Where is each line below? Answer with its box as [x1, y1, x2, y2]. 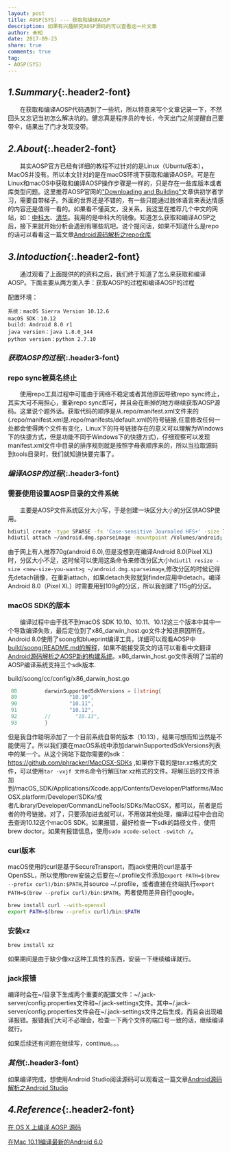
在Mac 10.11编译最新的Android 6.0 [8, 1138, 104, 1146]
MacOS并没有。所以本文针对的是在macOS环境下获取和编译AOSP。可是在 [8, 171, 215, 179]
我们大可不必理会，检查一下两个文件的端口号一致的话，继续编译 [43, 1016, 224, 1024]
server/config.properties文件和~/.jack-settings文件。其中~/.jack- [8, 999, 191, 1007]
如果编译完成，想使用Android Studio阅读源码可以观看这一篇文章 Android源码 [8, 1075, 222, 1083]
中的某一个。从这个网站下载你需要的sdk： [8, 749, 126, 758]
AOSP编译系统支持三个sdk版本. [8, 660, 97, 669]
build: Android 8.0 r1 [8, 322, 73, 328]
